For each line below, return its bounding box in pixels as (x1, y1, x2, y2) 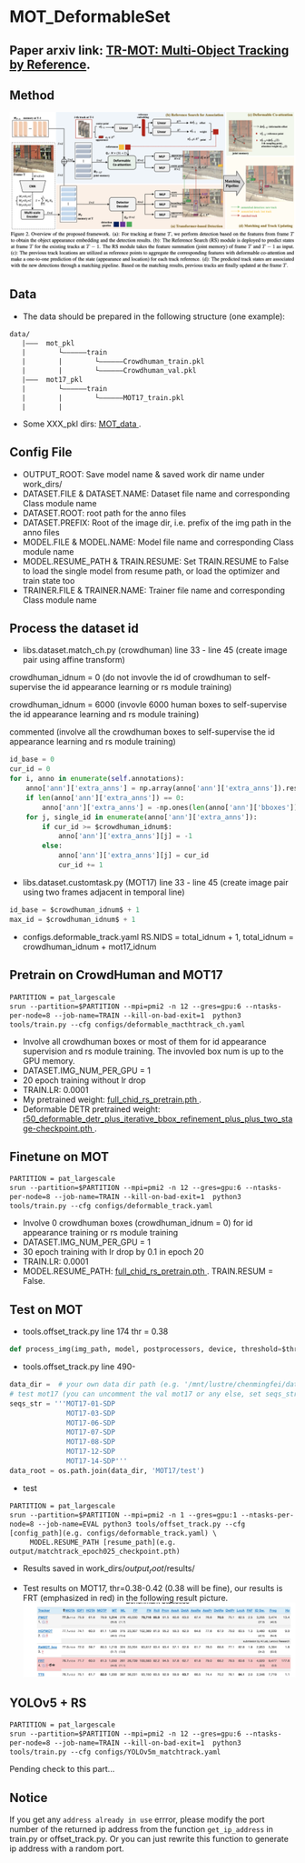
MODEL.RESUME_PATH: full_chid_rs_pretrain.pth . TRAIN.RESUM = (22, 1266, 274, 1277)
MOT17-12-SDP (66, 1447, 116, 1457)
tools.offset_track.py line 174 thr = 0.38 (22, 1326, 169, 1337)
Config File (9, 445, 73, 460)
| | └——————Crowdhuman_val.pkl (21, 366, 197, 375)
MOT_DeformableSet (9, 6, 171, 27)
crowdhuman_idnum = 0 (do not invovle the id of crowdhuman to (9, 672, 252, 683)
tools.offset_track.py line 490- (22, 1361, 136, 1372)
